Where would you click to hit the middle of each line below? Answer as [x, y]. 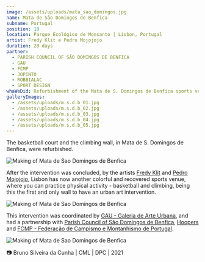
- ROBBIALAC [27, 80]
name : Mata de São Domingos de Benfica [57, 18]
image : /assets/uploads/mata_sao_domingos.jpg [67, 12]
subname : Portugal [30, 23]
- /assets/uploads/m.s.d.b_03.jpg [56, 114]
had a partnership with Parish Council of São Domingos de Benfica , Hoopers [103, 222]
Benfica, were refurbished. [40, 149]
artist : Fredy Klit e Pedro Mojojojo [54, 40]
